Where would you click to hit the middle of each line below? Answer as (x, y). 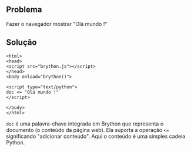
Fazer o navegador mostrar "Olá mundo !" (57, 24)
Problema (24, 10)
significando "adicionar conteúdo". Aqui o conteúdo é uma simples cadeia (96, 136)
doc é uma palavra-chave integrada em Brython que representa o (85, 124)
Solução (21, 43)
